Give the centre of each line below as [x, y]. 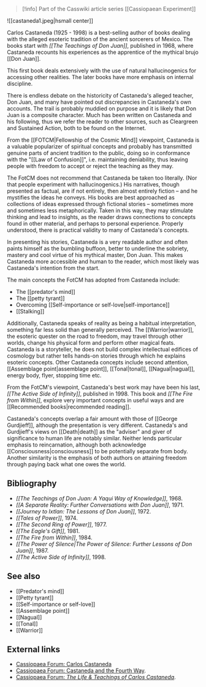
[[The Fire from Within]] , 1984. [54, 537]
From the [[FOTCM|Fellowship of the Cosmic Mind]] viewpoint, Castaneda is [103, 140]
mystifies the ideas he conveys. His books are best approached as [91, 198]
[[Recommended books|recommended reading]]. [69, 407]
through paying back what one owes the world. [67, 464]
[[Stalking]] [30, 311]
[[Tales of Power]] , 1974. [47, 518]
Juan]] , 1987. [32, 550]
